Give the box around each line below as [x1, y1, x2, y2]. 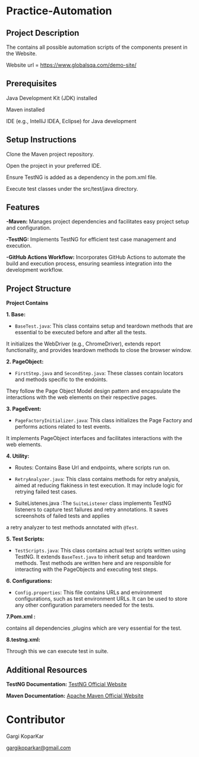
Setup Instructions [6, 135, 77, 145]
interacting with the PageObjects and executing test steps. [14, 566, 159, 573]
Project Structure [6, 284, 71, 294]
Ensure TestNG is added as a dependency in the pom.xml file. [6, 174, 157, 181]
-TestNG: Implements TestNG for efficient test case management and [6, 236, 176, 243]
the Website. [6, 50, 37, 57]
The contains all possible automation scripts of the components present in [6, 43, 188, 51]
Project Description [6, 28, 80, 38]
